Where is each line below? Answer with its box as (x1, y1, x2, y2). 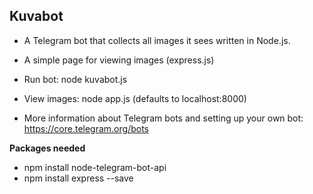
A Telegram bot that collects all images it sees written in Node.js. (23, 34, 291, 46)
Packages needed (9, 142, 86, 154)
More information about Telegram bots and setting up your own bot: (23, 112, 304, 124)
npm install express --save (23, 172, 134, 184)
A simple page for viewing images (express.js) (23, 54, 215, 66)
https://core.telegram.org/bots (23, 122, 149, 134)
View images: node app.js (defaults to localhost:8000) (23, 92, 247, 104)
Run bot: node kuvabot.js (23, 73, 128, 85)
